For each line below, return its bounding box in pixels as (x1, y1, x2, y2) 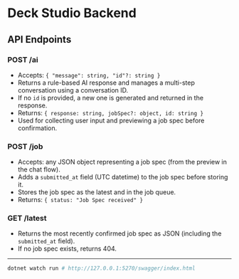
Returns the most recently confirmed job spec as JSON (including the (17, 229, 222, 238)
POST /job (7, 141, 43, 151)
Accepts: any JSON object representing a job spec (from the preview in (17, 158, 228, 167)
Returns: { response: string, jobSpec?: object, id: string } (17, 108, 204, 117)
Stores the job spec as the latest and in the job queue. (17, 188, 176, 196)
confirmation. (17, 123, 58, 132)
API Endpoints (7, 33, 72, 46)
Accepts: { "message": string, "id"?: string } (17, 70, 161, 79)
